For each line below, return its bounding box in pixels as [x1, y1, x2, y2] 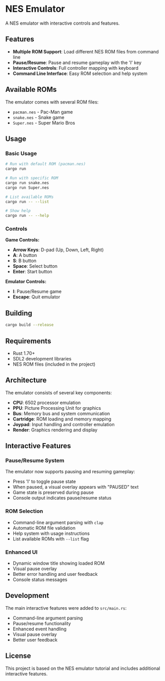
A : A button [12, 252, 37, 258]
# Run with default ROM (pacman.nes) [5, 162, 86, 167]
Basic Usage [5, 150, 37, 157]
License [5, 652, 31, 660]
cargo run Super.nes [5, 185, 50, 190]
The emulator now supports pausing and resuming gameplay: [5, 469, 135, 475]
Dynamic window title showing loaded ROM [12, 560, 105, 567]
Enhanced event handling [12, 626, 67, 632]
